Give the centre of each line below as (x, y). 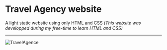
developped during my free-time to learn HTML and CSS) (64, 28)
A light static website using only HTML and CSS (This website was (73, 23)
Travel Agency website (53, 9)
